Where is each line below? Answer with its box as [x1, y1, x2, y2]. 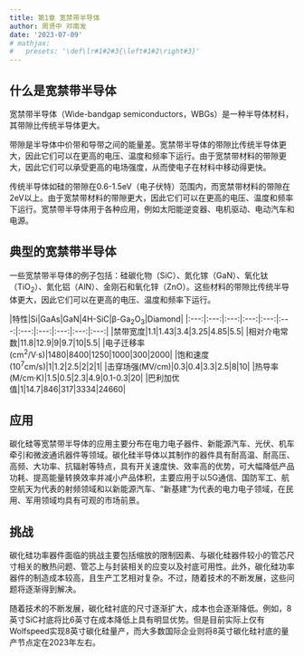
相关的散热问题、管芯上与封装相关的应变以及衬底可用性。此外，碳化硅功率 [16, 561, 295, 572]
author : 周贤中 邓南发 [9, 22, 87, 31]
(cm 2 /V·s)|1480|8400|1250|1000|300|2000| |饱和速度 [9, 348, 210, 360]
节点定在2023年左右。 [16, 637, 101, 648]
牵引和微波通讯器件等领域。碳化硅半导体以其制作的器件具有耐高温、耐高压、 [9, 449, 295, 460]
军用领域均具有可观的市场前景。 [24, 495, 145, 506]
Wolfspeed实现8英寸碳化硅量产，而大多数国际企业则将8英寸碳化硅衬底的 [9, 626, 281, 637]
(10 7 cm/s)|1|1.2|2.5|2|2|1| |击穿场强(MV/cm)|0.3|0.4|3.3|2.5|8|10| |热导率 [9, 360, 279, 371]
